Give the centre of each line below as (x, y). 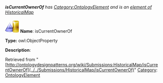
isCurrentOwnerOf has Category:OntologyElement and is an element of (79, 7)
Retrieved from (20, 60)
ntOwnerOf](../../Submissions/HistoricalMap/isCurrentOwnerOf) (70, 70)
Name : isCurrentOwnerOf (46, 31)
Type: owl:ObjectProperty (32, 41)
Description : (18, 50)
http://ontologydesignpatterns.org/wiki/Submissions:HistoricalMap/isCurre (82, 65)
